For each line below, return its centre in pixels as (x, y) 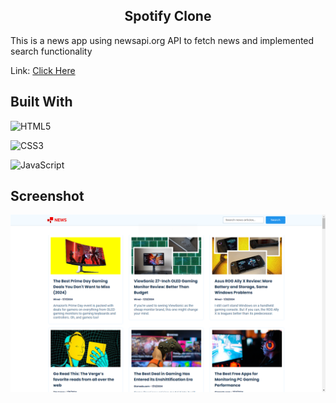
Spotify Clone (168, 16)
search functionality (51, 51)
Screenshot (47, 196)
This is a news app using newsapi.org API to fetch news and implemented (162, 40)
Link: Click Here (43, 70)
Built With (41, 102)
